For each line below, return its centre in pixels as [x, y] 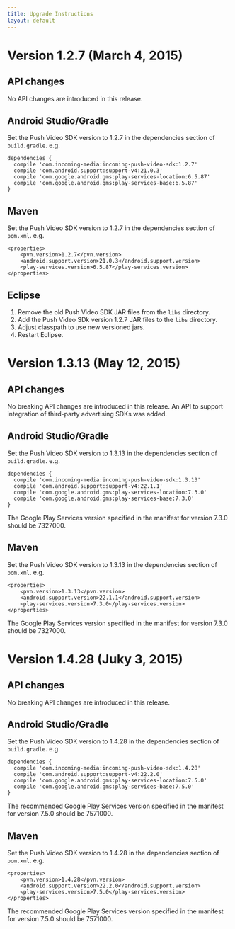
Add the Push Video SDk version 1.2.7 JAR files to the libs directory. [117, 319]
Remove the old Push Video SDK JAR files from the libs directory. [114, 312]
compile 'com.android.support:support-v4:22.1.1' [88, 486]
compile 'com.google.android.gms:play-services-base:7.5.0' [104, 787]
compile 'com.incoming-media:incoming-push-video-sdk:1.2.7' [106, 165]
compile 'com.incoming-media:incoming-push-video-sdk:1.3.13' [107, 480]
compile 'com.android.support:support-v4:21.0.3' [88, 171]
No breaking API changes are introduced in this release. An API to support [115, 406]
